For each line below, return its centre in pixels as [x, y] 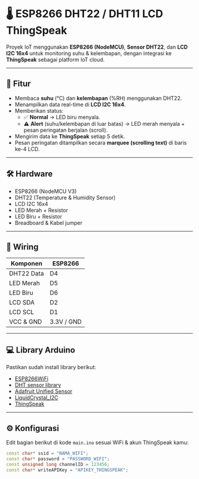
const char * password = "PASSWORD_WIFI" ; [58, 459]
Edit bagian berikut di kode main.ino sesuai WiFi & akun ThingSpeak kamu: [97, 442]
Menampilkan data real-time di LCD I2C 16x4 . [70, 104]
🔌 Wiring [22, 247]
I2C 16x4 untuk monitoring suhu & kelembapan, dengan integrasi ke [89, 53]
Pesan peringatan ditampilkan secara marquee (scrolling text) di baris [101, 142]
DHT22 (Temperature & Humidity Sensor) [65, 197]
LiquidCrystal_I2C [36, 398]
